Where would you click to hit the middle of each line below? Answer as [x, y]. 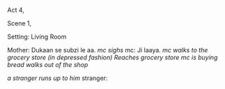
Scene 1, [20, 23]
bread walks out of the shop [48, 65]
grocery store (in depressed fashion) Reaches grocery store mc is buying [113, 57]
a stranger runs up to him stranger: [57, 78]
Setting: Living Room [37, 37]
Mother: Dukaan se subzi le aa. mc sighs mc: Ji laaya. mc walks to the [108, 50]
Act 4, [16, 10]
